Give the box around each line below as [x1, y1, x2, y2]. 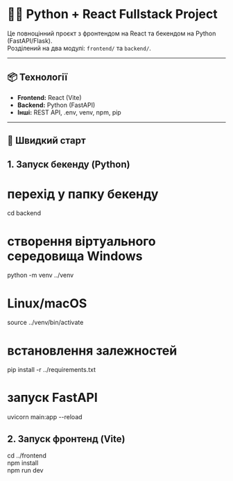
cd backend [7, 209, 42, 217]
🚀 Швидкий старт [7, 135, 86, 146]
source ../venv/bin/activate [7, 319, 84, 327]
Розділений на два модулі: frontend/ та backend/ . [7, 44, 151, 52]
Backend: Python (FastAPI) [17, 101, 96, 109]
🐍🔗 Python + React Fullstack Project [7, 6, 218, 22]
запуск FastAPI [7, 390, 98, 405]
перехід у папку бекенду [7, 186, 159, 202]
